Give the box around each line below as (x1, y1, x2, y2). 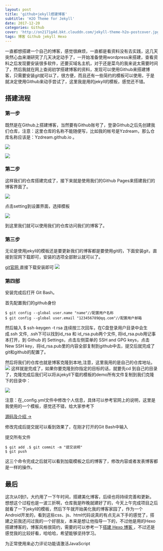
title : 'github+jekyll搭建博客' (5, 12, 68, 17)
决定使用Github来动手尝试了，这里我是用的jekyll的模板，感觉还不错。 (9, 78, 148, 84)
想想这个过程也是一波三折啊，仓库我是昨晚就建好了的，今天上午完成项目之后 (5, 500, 158, 506)
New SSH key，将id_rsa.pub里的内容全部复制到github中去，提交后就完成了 (5, 343, 155, 349)
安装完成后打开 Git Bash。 (5, 290, 57, 296)
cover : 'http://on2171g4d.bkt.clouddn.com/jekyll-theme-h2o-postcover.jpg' (5, 30, 162, 35)
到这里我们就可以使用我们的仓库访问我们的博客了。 (5, 222, 107, 229)
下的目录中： (5, 378, 31, 384)
